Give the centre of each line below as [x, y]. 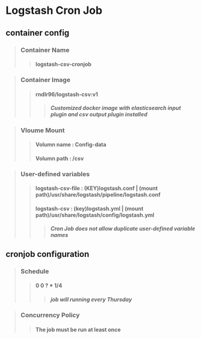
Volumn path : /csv [60, 158]
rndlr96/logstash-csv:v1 [67, 94]
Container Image [45, 80]
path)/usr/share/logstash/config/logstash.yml [95, 215]
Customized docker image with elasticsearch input [116, 108]
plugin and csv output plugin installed [99, 115]
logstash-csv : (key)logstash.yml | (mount [89, 208]
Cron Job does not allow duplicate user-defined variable [123, 229]
